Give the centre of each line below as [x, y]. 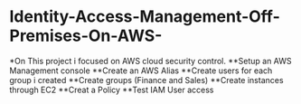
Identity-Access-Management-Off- [145, 17]
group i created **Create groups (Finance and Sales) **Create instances [146, 80]
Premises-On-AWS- [86, 36]
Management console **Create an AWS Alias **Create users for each [141, 71]
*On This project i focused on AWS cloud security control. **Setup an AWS [150, 61]
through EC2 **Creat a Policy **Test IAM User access [112, 90]
